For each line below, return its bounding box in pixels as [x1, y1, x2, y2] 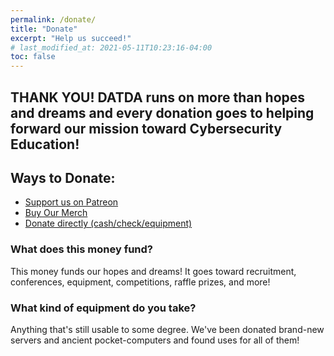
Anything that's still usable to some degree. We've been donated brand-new [10, 323, 325, 335]
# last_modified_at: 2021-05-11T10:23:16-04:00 [10, 42, 213, 53]
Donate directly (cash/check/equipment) [24, 217, 193, 230]
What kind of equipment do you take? [10, 301, 197, 315]
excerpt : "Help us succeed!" [10, 33, 132, 43]
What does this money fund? [10, 242, 154, 256]
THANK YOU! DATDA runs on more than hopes [10, 89, 306, 106]
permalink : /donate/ [10, 14, 97, 25]
